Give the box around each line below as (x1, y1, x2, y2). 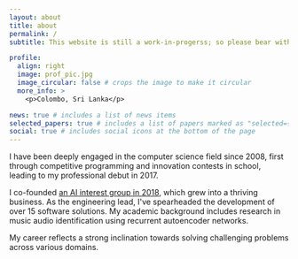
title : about (9, 21, 58, 30)
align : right (17, 62, 66, 71)
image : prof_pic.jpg (17, 70, 93, 80)
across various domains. (9, 242, 99, 253)
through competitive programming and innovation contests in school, (9, 161, 262, 171)
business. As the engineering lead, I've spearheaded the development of (9, 196, 275, 208)
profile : (9, 54, 42, 63)
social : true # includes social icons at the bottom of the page (9, 127, 255, 136)
